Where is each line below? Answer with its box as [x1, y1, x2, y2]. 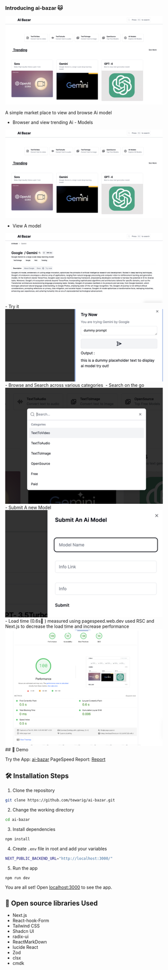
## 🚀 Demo [5, 747, 28, 753]
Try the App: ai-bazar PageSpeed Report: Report [5, 756, 106, 762]
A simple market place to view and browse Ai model [5, 110, 112, 116]
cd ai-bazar [5, 817, 30, 822]
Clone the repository [12, 787, 55, 793]
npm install [5, 837, 30, 842]
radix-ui [12, 933, 29, 940]
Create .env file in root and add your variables [12, 846, 107, 852]
